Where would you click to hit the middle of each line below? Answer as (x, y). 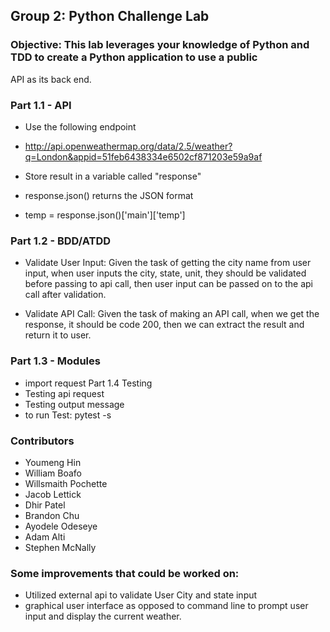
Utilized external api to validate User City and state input (141, 595)
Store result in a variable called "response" (113, 176)
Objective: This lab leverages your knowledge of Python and (160, 45)
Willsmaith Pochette (66, 483)
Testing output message (74, 404)
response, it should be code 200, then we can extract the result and (164, 325)
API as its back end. (51, 79)
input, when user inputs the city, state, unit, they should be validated (165, 273)
